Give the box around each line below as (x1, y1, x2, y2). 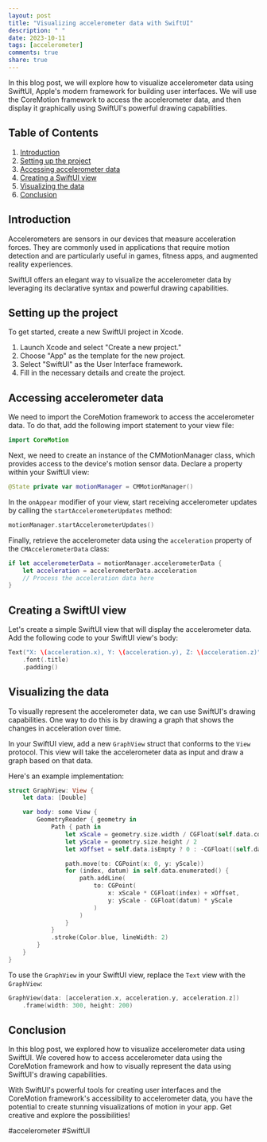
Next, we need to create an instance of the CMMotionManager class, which (8, 450, 256, 460)
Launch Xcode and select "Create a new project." (19, 343, 182, 353)
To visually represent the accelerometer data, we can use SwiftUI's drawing (8, 706, 256, 716)
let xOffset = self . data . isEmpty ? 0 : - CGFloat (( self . (64, 845, 254, 853)
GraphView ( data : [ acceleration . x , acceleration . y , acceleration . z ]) (8, 994, 240, 1002)
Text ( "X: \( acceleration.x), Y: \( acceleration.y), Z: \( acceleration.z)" (8, 649, 261, 657)
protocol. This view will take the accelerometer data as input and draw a (8, 747, 244, 757)
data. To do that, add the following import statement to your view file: (8, 421, 234, 431)
